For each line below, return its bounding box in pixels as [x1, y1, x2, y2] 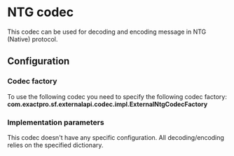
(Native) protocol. [7, 34, 58, 43]
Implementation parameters [7, 117, 104, 127]
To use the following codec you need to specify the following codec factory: [7, 92, 228, 100]
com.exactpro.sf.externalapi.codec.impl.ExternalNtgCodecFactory [7, 100, 208, 108]
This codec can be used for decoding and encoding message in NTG [7, 27, 207, 36]
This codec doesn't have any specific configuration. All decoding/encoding [7, 133, 224, 141]
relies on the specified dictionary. [7, 141, 104, 149]
